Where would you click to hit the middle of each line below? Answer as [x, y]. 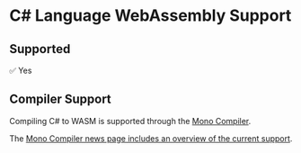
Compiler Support [61, 99]
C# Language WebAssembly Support [150, 16]
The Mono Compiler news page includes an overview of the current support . [151, 138]
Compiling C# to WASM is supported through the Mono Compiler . [130, 121]
